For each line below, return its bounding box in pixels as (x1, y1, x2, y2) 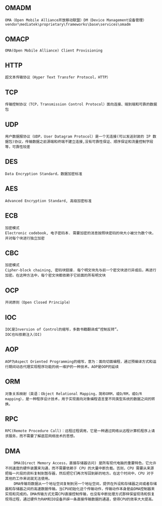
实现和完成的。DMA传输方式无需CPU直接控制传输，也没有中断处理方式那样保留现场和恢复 (5, 492, 155, 497)
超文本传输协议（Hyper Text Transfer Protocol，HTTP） (5, 75, 110, 80)
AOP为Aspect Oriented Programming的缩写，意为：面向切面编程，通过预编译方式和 (5, 359, 153, 364)
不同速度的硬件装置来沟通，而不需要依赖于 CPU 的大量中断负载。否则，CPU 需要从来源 (5, 466, 154, 471)
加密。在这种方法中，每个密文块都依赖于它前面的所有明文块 (5, 273, 106, 278)
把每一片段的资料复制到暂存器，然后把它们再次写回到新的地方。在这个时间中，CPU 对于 (5, 471, 154, 476)
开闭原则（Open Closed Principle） (5, 300, 73, 305)
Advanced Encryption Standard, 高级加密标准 (5, 198, 92, 203)
